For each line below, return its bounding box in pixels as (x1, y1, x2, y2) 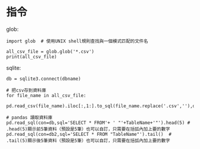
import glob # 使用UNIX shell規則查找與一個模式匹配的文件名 (6, 38, 149, 44)
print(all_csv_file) (6, 54, 58, 60)
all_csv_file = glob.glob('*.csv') (6, 48, 95, 54)
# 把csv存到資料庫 (6, 87, 46, 93)
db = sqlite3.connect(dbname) (6, 76, 82, 82)
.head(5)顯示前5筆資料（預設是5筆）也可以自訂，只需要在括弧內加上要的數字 (6, 126, 171, 132)
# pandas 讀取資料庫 (6, 114, 52, 120)
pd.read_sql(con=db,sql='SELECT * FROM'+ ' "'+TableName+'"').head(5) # (6, 120, 190, 126)
